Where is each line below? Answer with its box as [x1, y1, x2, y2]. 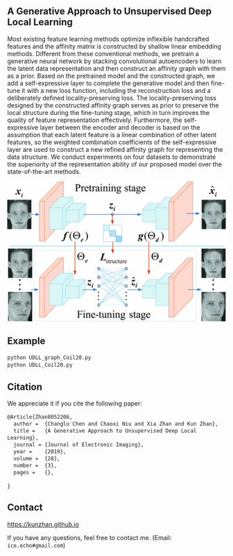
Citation [7, 381, 43, 392]
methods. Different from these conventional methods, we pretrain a [7, 49, 200, 58]
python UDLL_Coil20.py [7, 362, 73, 369]
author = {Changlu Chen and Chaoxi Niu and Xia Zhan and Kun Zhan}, [13, 421, 218, 428]
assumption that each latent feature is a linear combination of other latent [7, 130, 217, 139]
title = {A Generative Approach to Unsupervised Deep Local [13, 428, 197, 435]
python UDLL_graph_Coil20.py [7, 354, 92, 361]
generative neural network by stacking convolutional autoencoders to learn [7, 57, 222, 65]
